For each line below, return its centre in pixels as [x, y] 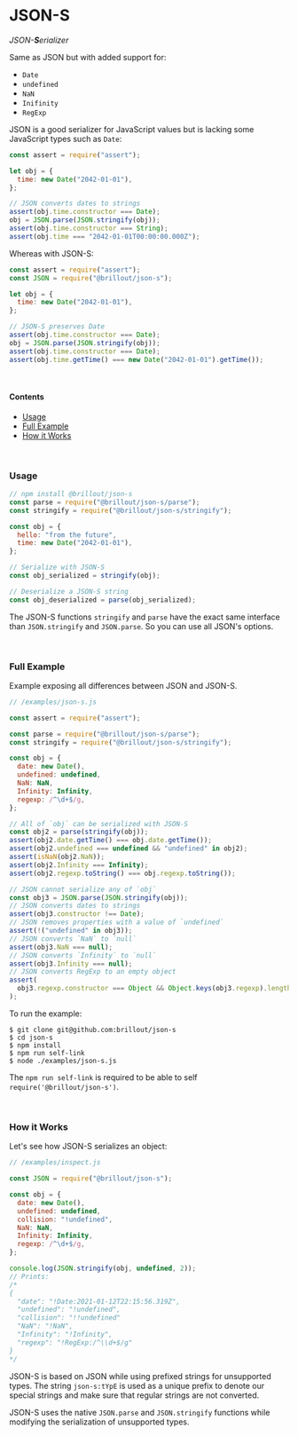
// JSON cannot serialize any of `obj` [83, 889]
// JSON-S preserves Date [57, 327]
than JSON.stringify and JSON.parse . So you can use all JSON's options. [141, 626]
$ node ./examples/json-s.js [63, 1061]
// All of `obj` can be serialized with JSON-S [99, 824]
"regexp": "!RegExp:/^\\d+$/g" [75, 1342]
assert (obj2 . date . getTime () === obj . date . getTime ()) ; [111, 840]
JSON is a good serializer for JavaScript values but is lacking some [132, 129]
